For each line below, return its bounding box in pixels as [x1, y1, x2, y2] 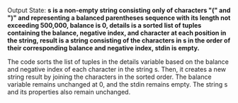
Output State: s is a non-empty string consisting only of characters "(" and [7, 6, 231, 14]
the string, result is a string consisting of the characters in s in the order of [7, 36, 231, 45]
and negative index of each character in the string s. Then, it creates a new [7, 65, 227, 73]
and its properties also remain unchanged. [7, 88, 131, 96]
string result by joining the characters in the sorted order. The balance [7, 72, 212, 81]
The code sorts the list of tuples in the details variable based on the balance [7, 58, 229, 66]
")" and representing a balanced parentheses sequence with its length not [7, 13, 231, 22]
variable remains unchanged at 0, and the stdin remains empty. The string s [7, 80, 228, 88]
